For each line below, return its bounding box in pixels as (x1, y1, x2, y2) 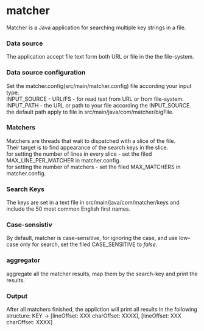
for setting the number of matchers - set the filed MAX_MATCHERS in (6, 163, 181, 170)
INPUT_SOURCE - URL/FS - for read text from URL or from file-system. (6, 95, 184, 103)
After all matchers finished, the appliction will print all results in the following (6, 306, 198, 313)
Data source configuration (6, 68, 86, 77)
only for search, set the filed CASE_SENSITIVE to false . (19, 241, 158, 248)
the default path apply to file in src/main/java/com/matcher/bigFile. (6, 108, 174, 115)
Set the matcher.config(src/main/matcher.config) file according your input (6, 82, 192, 89)
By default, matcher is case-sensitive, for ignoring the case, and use (6, 235, 178, 242)
